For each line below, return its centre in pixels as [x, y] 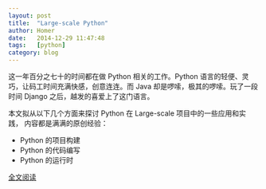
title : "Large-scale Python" [59, 23]
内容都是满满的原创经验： [66, 123]
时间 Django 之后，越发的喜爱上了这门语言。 [81, 96]
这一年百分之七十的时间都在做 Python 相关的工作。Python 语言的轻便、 [125, 76]
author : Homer [32, 30]
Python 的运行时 [47, 160]
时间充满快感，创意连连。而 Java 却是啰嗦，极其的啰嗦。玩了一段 [151, 86]
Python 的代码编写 [50, 150]
